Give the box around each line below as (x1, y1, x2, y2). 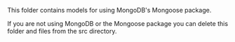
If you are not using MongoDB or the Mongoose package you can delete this (7, 20, 229, 27)
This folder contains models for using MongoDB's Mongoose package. (7, 6, 212, 14)
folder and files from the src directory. (7, 27, 117, 35)
